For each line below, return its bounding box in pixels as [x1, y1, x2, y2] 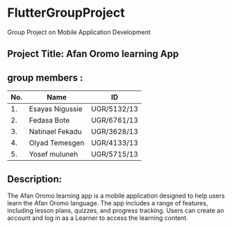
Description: [7, 173, 63, 185]
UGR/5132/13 [91, 104, 139, 114]
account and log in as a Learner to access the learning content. [7, 214, 189, 222]
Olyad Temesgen [28, 138, 85, 148]
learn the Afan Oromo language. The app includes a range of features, [7, 198, 208, 207]
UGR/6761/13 [91, 116, 139, 125]
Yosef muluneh [28, 150, 78, 159]
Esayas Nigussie [28, 104, 83, 114]
